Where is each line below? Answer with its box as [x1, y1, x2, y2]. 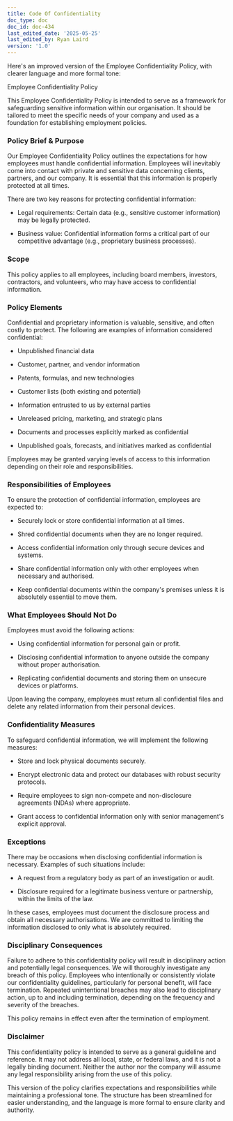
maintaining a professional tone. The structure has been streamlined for [7, 1090, 213, 1099]
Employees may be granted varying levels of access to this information [7, 454, 211, 463]
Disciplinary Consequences [7, 940, 103, 950]
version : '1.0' [7, 43, 51, 50]
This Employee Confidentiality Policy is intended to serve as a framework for [7, 96, 226, 105]
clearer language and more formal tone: [7, 69, 121, 77]
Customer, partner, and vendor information [17, 360, 140, 369]
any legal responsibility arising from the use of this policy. [7, 1069, 172, 1078]
